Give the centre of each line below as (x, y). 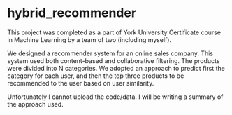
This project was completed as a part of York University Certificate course (114, 32)
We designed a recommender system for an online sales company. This (110, 53)
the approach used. (36, 104)
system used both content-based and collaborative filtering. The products (114, 60)
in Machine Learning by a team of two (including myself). (89, 39)
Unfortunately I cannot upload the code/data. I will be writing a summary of (115, 97)
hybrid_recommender (72, 13)
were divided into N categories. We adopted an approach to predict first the (116, 68)
